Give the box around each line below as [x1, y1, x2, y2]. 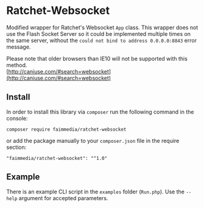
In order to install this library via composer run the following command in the [6, 108, 194, 116]
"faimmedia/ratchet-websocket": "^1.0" [6, 155, 108, 161]
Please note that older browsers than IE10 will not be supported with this [6, 55, 188, 62]
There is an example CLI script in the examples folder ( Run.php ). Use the [6, 188, 185, 195]
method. [6, 61, 27, 69]
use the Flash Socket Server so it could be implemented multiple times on [6, 30, 191, 37]
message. [6, 43, 31, 50]
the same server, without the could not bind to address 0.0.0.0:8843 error [6, 36, 197, 44]
